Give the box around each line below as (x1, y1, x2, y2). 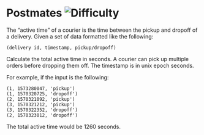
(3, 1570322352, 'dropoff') (6, 107, 78, 113)
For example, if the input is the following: (6, 73, 109, 81)
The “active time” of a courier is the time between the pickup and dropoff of (6, 26, 198, 34)
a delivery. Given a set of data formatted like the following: (6, 32, 154, 40)
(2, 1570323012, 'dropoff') (6, 112, 78, 119)
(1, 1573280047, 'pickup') (6, 86, 75, 92)
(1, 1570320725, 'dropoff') (6, 90, 78, 97)
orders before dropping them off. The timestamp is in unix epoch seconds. (6, 62, 194, 69)
